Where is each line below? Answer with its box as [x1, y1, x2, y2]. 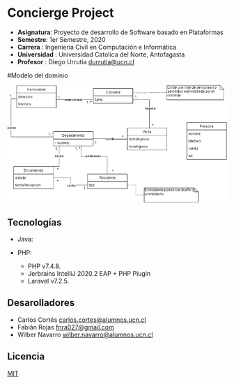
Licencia [7, 350, 45, 362]
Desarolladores [7, 297, 75, 309]
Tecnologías [7, 216, 62, 228]
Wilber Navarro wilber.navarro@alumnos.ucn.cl [17, 330, 153, 339]
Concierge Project [7, 5, 114, 21]
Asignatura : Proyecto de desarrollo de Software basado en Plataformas [17, 28, 224, 36]
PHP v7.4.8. [27, 262, 61, 270]
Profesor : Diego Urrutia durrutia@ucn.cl [17, 57, 134, 66]
